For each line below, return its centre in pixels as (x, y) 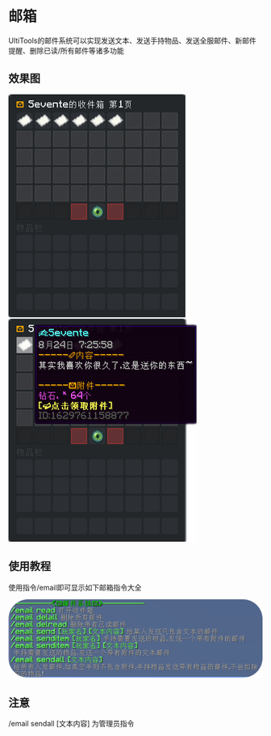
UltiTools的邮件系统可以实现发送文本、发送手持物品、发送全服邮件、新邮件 (132, 40)
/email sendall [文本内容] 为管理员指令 (71, 723)
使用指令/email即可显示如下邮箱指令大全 (75, 587)
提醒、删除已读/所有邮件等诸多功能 (67, 50)
